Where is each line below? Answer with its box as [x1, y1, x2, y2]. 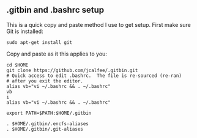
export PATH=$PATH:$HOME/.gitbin [6, 110, 92, 116]
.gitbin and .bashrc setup [6, 5, 105, 15]
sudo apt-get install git [6, 39, 72, 45]
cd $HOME [6, 62, 29, 68]
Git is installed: [6, 27, 44, 35]
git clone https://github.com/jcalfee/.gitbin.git [6, 67, 138, 73]
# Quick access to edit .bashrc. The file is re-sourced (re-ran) [6, 73, 182, 79]
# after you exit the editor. [6, 78, 84, 84]
